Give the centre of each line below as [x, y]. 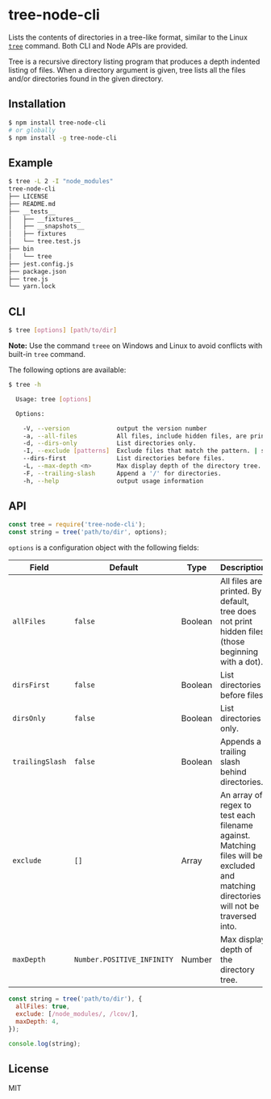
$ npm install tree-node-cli [57, 123]
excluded [238, 866]
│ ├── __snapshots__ [46, 227]
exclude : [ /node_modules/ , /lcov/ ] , [77, 1014]
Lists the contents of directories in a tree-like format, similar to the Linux [128, 37]
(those [233, 642]
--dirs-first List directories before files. [124, 459]
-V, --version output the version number [115, 428]
